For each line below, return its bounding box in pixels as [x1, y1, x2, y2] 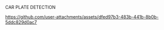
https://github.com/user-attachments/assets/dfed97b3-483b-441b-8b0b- [5, 14, 159, 19]
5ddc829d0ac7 [5, 19, 37, 25]
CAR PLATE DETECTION [5, 4, 56, 10]
